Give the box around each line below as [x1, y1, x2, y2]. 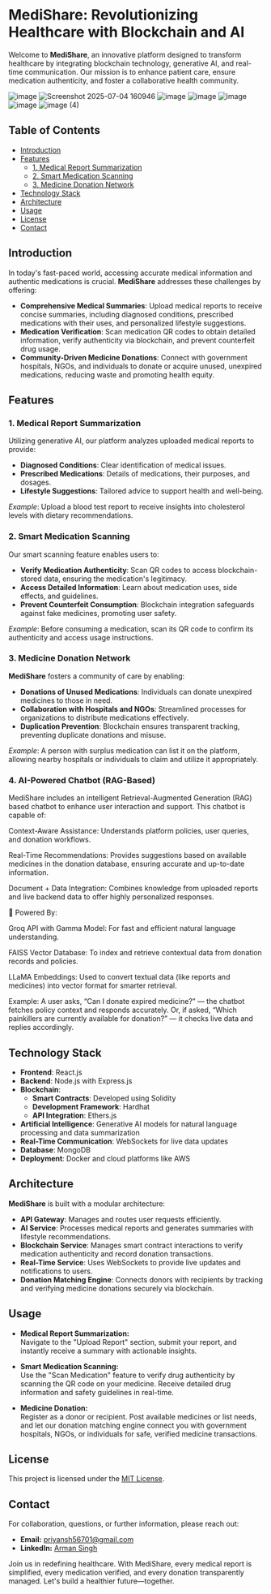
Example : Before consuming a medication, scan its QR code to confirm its [8, 623, 254, 634]
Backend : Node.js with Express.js [19, 1075, 133, 1085]
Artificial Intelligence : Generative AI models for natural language [19, 1118, 237, 1129]
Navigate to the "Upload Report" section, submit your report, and [19, 1337, 237, 1346]
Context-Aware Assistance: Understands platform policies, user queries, [8, 826, 249, 836]
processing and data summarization [19, 1127, 140, 1137]
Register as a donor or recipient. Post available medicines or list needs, [19, 1411, 257, 1421]
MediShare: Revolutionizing [8, 6, 198, 24]
